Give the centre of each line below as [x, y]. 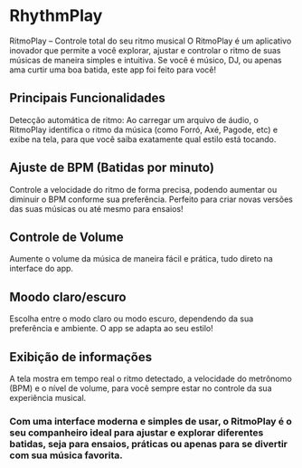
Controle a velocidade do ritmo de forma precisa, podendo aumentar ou [143, 189]
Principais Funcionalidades [87, 98]
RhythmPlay [56, 16]
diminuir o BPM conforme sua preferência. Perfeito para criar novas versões [151, 199]
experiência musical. [48, 398]
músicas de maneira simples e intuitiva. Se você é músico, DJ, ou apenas [146, 60]
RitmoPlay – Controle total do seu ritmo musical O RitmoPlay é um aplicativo [151, 41]
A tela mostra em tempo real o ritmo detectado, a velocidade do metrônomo [151, 378]
